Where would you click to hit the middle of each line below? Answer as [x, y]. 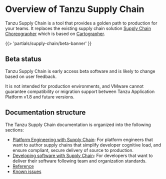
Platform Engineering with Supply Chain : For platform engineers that [83, 139]
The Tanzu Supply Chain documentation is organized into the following [78, 124]
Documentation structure [45, 113]
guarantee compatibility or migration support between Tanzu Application [80, 91]
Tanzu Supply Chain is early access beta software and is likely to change [80, 71]
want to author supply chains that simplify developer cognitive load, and [87, 145]
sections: [14, 130]
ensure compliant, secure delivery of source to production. [73, 150]
